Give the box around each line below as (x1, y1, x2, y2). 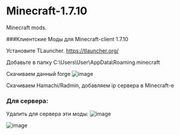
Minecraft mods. (6, 24, 47, 31)
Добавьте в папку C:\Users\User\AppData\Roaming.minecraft (6, 59, 160, 66)
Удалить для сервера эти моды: (6, 111, 89, 118)
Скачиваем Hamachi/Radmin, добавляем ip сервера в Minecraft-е (6, 82, 174, 89)
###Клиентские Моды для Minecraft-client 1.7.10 (6, 35, 129, 42)
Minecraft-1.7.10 (6, 4, 88, 18)
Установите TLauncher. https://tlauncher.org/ (6, 47, 119, 54)
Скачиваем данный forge (6, 70, 71, 77)
